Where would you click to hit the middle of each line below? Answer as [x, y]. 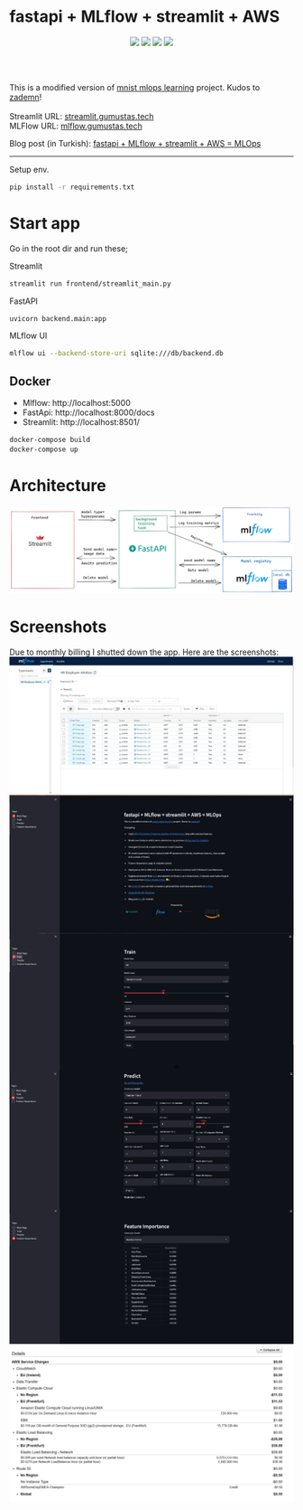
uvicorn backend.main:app [58, 318]
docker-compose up [44, 449]
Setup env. [29, 169]
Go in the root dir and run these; [69, 248]
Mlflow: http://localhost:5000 [76, 403]
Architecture [58, 486]
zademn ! [26, 97]
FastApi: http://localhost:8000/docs [88, 412]
